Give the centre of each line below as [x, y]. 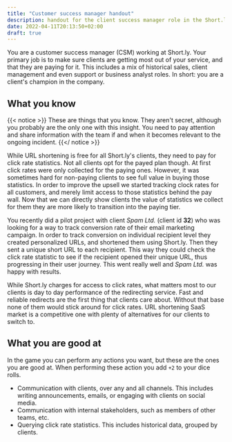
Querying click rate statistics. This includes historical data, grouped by [117, 425]
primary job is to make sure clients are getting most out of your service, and [115, 60]
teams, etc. [33, 417]
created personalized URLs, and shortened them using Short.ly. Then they [113, 242]
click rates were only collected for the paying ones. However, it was [103, 171]
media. [27, 403]
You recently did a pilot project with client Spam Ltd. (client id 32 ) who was [114, 220]
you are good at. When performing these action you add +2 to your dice [109, 367]
